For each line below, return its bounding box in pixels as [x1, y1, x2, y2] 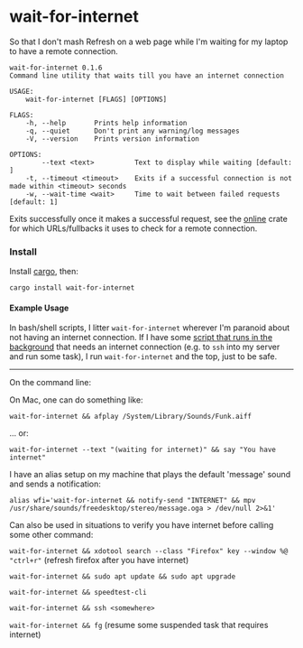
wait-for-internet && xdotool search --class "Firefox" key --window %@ [9, 547, 289, 556]
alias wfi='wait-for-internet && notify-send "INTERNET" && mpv [9, 496, 256, 505]
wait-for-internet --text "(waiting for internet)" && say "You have [9, 445, 277, 455]
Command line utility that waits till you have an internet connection [9, 70, 284, 80]
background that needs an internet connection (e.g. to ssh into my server [9, 341, 280, 353]
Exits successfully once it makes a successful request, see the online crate [9, 213, 289, 224]
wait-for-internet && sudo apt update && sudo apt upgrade [9, 572, 236, 581]
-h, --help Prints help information [25, 118, 188, 127]
